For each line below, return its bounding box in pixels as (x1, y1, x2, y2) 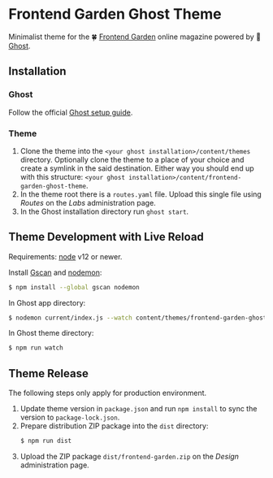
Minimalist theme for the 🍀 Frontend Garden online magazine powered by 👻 (8, 32, 262, 41)
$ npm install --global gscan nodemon (8, 283, 140, 291)
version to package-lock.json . (19, 412, 120, 423)
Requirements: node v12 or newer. (8, 251, 123, 261)
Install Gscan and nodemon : (8, 267, 102, 277)
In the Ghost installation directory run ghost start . (19, 206, 189, 216)
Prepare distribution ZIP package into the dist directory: (19, 421, 209, 431)
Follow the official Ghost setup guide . (8, 107, 133, 117)
